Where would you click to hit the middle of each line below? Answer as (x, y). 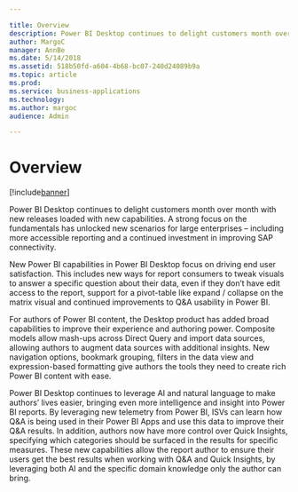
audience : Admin (39, 116)
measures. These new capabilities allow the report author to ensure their (142, 450)
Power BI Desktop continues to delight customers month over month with (143, 210)
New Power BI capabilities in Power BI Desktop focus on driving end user (143, 265)
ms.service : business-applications (75, 91)
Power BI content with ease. (60, 376)
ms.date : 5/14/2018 (45, 59)
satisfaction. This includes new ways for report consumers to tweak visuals (147, 274)
